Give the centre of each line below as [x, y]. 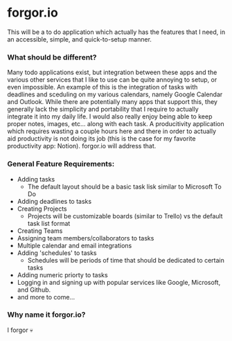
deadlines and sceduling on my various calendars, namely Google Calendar [115, 94]
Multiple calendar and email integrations [74, 245]
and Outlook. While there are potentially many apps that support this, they [113, 102]
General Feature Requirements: [61, 164]
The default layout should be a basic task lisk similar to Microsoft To [124, 186]
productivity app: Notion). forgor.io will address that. [82, 146]
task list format [49, 223]
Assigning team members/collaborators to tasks [86, 238]
